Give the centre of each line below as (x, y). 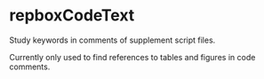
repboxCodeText (72, 16)
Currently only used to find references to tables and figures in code (132, 57)
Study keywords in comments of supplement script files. (112, 40)
